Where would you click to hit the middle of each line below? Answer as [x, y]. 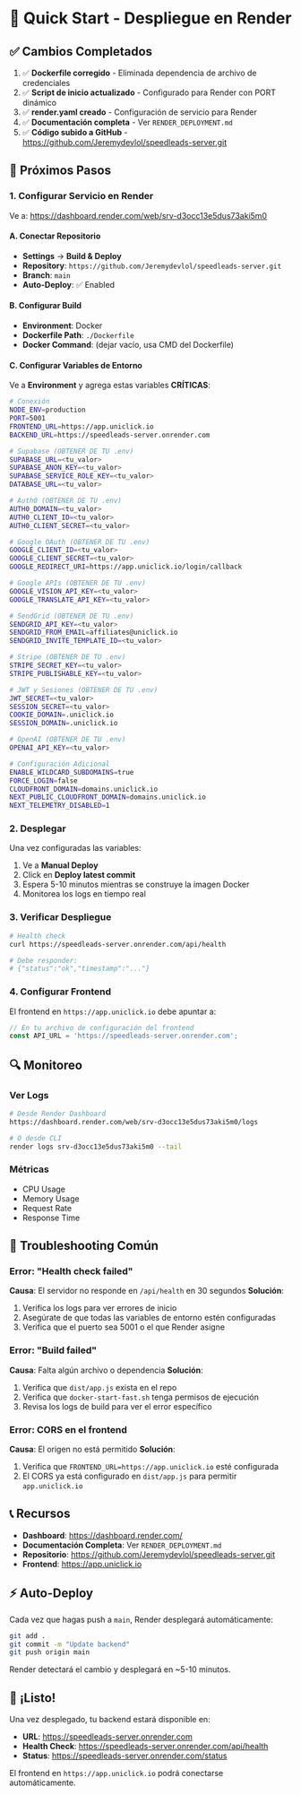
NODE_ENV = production [48, 410]
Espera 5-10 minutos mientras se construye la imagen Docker [136, 884]
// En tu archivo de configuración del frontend [102, 1028]
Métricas [29, 1169]
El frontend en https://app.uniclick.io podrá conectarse [116, 1773]
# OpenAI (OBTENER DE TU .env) [68, 740]
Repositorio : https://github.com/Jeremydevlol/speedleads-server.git [149, 1554]
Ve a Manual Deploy [60, 865]
